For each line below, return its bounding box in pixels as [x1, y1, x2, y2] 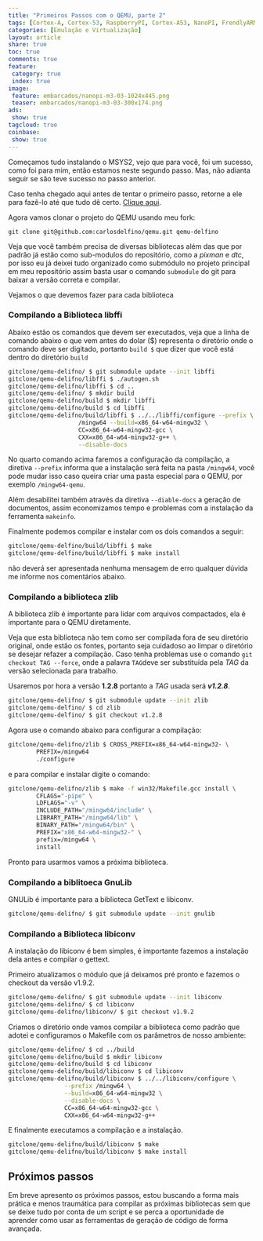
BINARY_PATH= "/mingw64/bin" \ [36, 821, 135, 829]
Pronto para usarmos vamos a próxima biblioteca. [8, 857, 168, 867]
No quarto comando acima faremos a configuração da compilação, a [8, 454, 230, 464]
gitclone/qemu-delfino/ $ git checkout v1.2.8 [8, 711, 163, 719]
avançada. [8, 1224, 42, 1233]
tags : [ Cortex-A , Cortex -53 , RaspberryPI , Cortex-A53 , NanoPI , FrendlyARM [8, 19, 258, 27]
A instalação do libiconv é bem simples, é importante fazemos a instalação [8, 947, 249, 956]
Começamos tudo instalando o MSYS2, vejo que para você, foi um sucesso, [8, 157, 253, 166]
